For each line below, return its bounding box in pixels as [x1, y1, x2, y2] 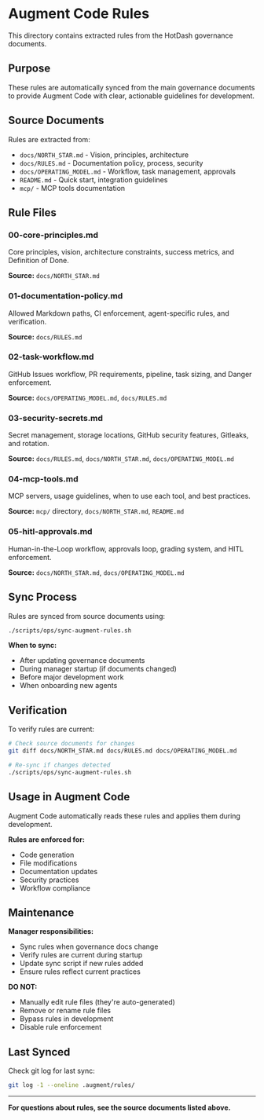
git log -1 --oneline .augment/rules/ [8, 1082, 135, 1089]
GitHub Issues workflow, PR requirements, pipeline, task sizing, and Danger [8, 369, 252, 379]
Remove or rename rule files [19, 1006, 112, 1016]
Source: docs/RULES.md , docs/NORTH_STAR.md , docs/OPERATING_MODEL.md [8, 454, 234, 463]
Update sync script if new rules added [19, 959, 144, 968]
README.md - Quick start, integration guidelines [19, 174, 168, 185]
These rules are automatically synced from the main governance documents [8, 82, 255, 92]
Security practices [19, 875, 79, 884]
